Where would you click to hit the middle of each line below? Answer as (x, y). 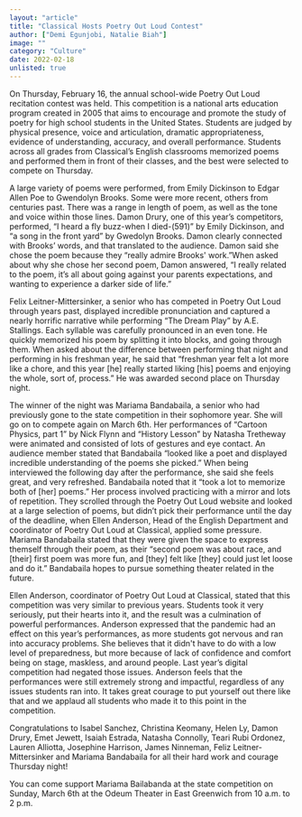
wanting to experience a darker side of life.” (91, 283)
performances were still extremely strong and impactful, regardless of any (147, 682)
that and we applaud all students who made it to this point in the (128, 701)
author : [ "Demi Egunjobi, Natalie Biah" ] (88, 34)
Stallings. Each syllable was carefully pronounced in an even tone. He (138, 330)
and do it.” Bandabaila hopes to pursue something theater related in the (142, 568)
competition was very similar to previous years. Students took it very (137, 605)
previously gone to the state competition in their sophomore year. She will (146, 414)
